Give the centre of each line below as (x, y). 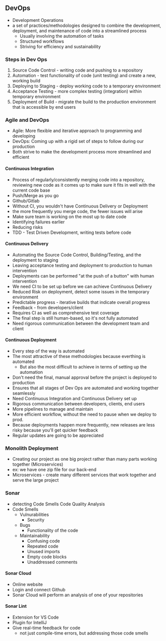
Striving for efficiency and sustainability (60, 46)
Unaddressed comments (52, 562)
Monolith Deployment (32, 448)
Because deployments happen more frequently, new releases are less (83, 425)
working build (26, 81)
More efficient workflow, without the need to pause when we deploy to (84, 415)
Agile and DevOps (27, 120)
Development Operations (38, 20)
